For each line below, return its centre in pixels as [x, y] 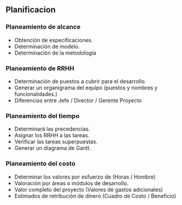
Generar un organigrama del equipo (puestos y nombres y [86, 88]
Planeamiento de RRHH [40, 68]
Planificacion [31, 10]
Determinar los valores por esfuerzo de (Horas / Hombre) [85, 177]
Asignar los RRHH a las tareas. [52, 135]
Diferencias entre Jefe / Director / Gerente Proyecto [78, 100]
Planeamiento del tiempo [43, 116]
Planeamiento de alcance [43, 27]
